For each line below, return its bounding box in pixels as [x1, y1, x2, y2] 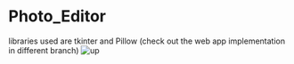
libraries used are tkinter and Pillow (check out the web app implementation [8, 36, 286, 46]
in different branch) [8, 44, 79, 55]
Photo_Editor [8, 6, 106, 27]
